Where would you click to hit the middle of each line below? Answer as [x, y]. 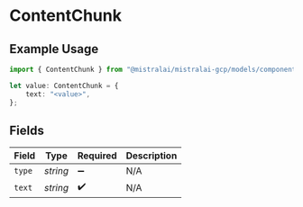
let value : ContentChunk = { [64, 85]
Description [151, 156]
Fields [27, 130]
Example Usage [54, 49]
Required [97, 156]
